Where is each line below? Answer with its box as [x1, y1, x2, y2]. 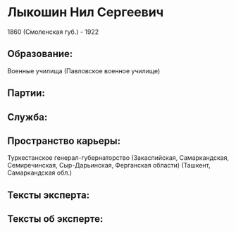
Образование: [7, 48, 73, 60]
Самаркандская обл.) [7, 168, 73, 177]
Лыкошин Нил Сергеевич [7, 4, 164, 20]
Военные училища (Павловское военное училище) [7, 66, 161, 75]
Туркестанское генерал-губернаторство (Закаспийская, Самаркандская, [7, 154, 230, 162]
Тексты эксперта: [7, 189, 90, 201]
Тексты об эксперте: [7, 213, 104, 225]
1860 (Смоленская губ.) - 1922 [7, 27, 99, 36]
